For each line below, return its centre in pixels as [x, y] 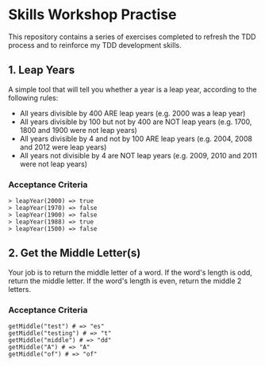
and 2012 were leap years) [63, 147]
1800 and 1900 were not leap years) [78, 130]
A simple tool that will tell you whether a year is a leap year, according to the [133, 89]
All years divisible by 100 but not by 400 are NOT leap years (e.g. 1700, [136, 122]
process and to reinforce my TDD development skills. [95, 45]
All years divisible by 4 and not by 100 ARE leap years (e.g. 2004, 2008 [136, 138]
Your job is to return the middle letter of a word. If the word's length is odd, [130, 272]
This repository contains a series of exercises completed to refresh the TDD [132, 37]
